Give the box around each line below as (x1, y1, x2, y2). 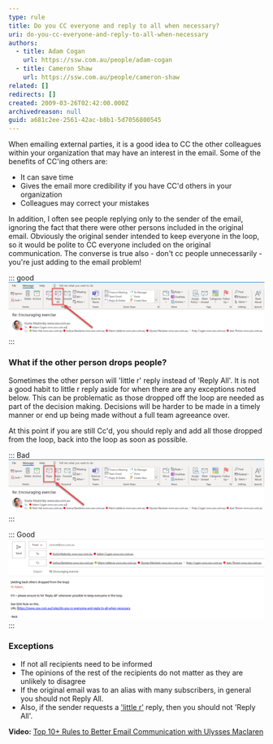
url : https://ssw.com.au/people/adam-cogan (23, 56, 173, 64)
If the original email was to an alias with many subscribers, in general (19, 685, 252, 694)
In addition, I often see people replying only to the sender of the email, (8, 214, 244, 224)
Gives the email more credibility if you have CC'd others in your (19, 181, 232, 191)
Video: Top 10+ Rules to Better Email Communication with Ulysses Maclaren (8, 726, 264, 736)
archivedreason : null (8, 107, 82, 115)
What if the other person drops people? (8, 357, 167, 368)
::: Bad (8, 450, 30, 459)
